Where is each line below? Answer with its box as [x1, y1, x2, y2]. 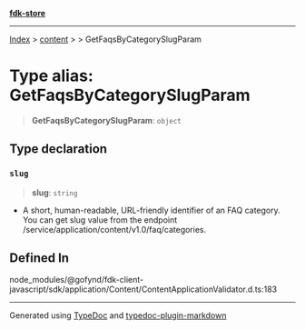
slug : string [31, 186, 78, 198]
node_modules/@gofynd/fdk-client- [9, 275, 143, 285]
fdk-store [9, 8, 46, 18]
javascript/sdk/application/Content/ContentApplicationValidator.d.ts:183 [9, 284, 278, 295]
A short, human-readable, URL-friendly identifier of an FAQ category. [22, 205, 281, 215]
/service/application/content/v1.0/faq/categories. [22, 224, 207, 235]
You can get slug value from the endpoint [22, 214, 178, 225]
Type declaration [9, 141, 107, 157]
